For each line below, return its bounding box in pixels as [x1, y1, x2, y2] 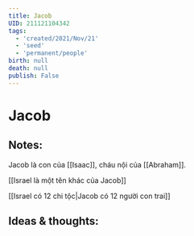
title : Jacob [8, 11, 52, 20]
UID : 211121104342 [8, 19, 70, 27]
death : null [8, 64, 48, 72]
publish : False [8, 72, 60, 80]
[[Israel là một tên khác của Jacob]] [8, 175, 126, 185]
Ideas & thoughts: [8, 214, 99, 228]
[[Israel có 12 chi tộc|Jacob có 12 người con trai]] [8, 191, 171, 201]
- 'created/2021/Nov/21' [15, 34, 99, 43]
